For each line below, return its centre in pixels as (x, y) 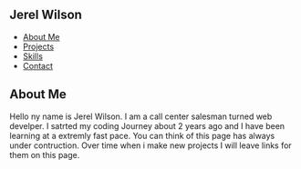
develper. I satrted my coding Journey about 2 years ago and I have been (147, 125)
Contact (37, 65)
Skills (33, 56)
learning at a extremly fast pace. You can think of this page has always (142, 135)
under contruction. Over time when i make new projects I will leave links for (150, 145)
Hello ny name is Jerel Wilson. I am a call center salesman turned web (141, 116)
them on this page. (45, 154)
